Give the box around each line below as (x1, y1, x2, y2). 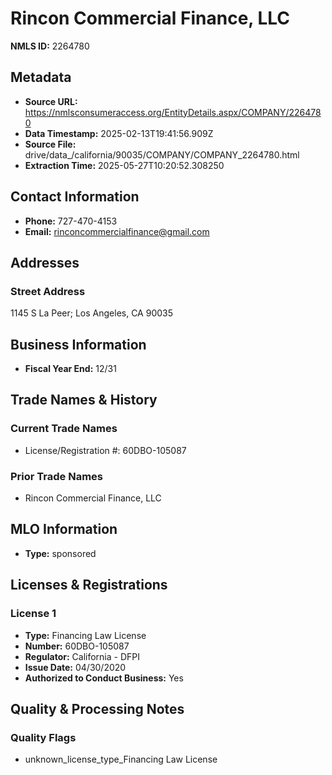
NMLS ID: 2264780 (10, 40, 90, 52)
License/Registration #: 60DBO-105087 (24, 444, 187, 456)
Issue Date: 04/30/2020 (24, 661, 127, 673)
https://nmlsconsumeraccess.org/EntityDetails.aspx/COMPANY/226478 (24, 106, 322, 118)
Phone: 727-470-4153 (24, 215, 118, 227)
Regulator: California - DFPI (24, 650, 140, 662)
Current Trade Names (10, 422, 118, 436)
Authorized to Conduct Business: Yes (24, 672, 184, 684)
